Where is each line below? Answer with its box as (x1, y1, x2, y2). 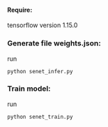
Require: (7, 6, 33, 14)
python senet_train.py (7, 113, 73, 120)
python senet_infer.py (7, 68, 73, 75)
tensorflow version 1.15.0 (7, 21, 78, 29)
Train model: (7, 84, 51, 94)
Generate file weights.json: (7, 38, 101, 48)
